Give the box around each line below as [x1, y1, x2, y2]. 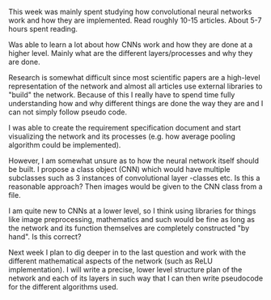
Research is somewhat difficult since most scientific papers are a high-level [8, 73, 260, 82]
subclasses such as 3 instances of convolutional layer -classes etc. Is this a [8, 174, 260, 182]
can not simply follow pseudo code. [8, 107, 128, 117]
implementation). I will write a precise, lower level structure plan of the [8, 265, 243, 274]
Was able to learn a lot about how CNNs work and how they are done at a [8, 40, 253, 49]
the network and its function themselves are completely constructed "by [8, 223, 250, 233]
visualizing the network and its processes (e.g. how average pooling [8, 131, 236, 141]
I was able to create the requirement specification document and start [8, 123, 241, 132]
